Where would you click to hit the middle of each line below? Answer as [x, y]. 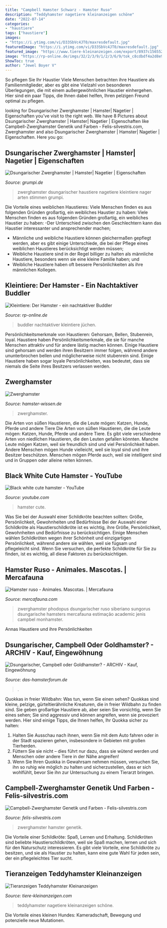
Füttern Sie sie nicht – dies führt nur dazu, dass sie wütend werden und [85, 751]
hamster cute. [32, 507]
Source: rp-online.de [26, 315]
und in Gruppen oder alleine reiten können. [49, 460]
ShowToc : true [20, 61]
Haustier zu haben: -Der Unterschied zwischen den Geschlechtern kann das [83, 223]
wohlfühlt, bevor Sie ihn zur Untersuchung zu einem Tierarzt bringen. [83, 772]
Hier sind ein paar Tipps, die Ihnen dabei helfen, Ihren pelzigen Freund [77, 96]
